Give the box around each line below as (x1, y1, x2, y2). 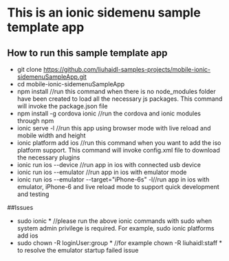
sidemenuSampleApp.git (17, 72, 87, 81)
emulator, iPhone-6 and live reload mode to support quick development (17, 183, 220, 191)
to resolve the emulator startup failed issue (17, 246, 139, 254)
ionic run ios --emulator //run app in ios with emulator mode (17, 168, 187, 176)
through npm (17, 117, 54, 125)
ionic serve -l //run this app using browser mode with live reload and (17, 124, 211, 132)
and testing (17, 190, 50, 198)
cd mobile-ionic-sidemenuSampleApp (17, 80, 125, 88)
